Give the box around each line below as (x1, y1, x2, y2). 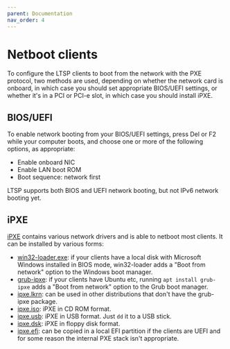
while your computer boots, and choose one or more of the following (7, 137, 204, 146)
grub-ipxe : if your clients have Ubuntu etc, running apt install (17, 275, 197, 284)
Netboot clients (7, 46, 98, 62)
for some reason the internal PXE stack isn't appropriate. (17, 334, 179, 343)
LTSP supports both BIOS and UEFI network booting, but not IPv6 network (7, 187, 219, 195)
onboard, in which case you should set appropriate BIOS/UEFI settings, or (7, 84, 218, 92)
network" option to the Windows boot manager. (17, 268, 153, 276)
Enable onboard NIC (17, 158, 76, 167)
